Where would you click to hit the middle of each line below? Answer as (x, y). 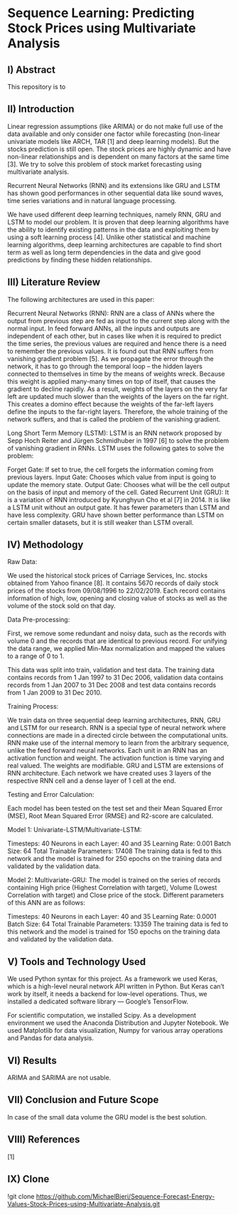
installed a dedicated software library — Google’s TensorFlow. (98, 1001)
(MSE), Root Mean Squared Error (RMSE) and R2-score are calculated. (110, 816)
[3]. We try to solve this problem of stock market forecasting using (104, 164)
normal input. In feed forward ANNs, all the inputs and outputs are (104, 328)
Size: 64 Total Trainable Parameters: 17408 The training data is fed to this (115, 851)
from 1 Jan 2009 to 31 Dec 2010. (55, 693)
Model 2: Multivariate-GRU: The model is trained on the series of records (114, 880)
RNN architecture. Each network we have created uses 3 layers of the (109, 773)
